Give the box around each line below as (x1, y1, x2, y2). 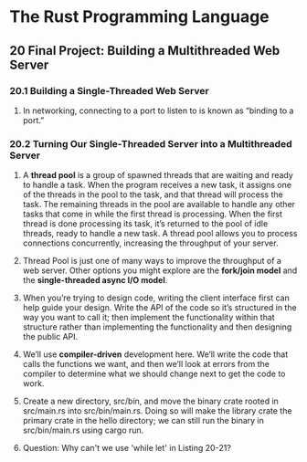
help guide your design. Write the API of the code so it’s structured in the (22, 302, 297, 313)
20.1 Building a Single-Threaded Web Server (9, 84, 209, 97)
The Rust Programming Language (9, 6, 270, 27)
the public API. (22, 331, 79, 342)
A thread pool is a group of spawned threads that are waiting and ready (22, 170, 294, 181)
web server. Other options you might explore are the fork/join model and (22, 265, 298, 276)
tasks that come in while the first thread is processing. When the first (22, 208, 283, 220)
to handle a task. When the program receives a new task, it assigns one (22, 180, 292, 191)
